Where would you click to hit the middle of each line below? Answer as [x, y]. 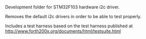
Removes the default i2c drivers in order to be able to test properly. [73, 16]
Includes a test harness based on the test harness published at [69, 26]
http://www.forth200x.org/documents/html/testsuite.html [63, 31]
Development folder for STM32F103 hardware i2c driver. [62, 7]
